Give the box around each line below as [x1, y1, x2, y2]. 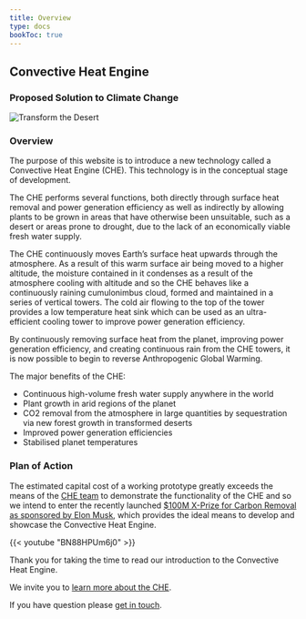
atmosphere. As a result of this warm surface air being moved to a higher [9, 259, 284, 269]
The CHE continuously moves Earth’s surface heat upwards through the [9, 249, 278, 259]
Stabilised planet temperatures [22, 437, 138, 448]
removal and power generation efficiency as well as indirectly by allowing [9, 202, 284, 213]
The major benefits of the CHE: [9, 370, 126, 382]
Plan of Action [9, 460, 74, 472]
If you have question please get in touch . [9, 599, 162, 610]
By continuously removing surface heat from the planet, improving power [9, 334, 284, 345]
